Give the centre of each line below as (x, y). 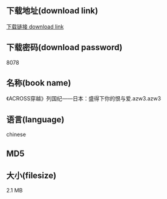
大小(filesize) (31, 176)
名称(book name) (39, 83)
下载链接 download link (35, 27)
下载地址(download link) (52, 11)
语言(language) (35, 119)
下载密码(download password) (64, 47)
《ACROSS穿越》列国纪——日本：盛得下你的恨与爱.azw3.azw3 (84, 99)
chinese (16, 134)
